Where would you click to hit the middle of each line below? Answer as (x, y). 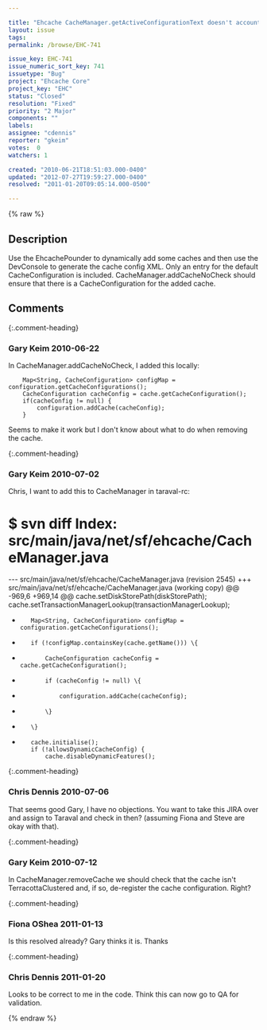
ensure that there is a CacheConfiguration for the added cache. (112, 283)
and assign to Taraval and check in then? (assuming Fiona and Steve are (127, 818)
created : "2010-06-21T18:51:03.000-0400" (78, 169)
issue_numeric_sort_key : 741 (56, 67)
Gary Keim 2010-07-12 (53, 862)
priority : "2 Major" (43, 111)
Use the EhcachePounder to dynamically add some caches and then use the (133, 258)
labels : (21, 126)
